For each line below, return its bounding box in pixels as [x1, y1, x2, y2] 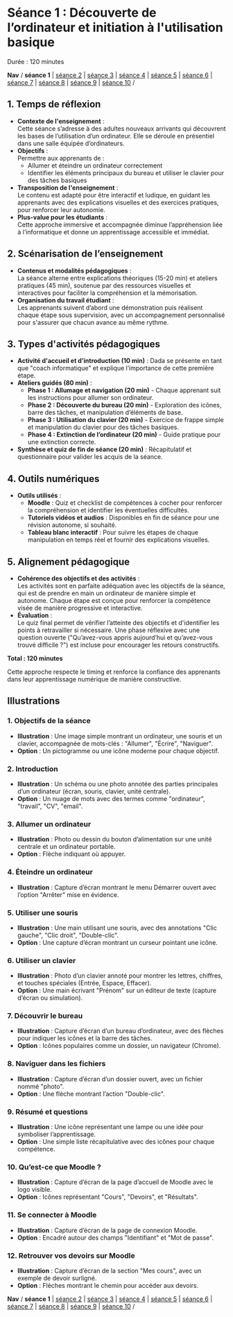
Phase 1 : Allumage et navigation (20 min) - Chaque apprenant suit [27, 386, 221, 394]
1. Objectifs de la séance [7, 716, 92, 726]
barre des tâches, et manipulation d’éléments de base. [27, 408, 183, 417]
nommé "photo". [17, 1082, 64, 1090]
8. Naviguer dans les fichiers [7, 1059, 106, 1069]
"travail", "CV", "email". [17, 802, 83, 810]
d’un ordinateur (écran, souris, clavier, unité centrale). [17, 787, 171, 795]
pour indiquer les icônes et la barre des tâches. [17, 1034, 153, 1042]
